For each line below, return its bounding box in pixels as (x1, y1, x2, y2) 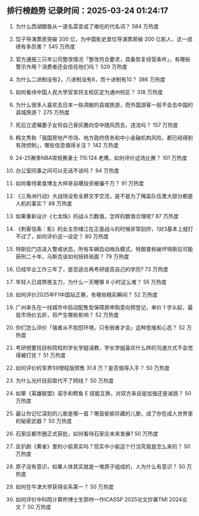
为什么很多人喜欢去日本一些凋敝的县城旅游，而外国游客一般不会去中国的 (15, 101, 193, 108)
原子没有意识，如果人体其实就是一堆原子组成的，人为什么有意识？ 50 (15, 463, 185, 470)
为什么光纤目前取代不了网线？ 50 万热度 (15, 377, 114, 384)
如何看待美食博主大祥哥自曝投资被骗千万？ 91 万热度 (15, 179, 145, 187)
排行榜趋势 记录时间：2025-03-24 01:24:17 (7, 5, 169, 16)
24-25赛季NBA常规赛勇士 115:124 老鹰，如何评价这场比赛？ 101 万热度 (15, 154, 188, 161)
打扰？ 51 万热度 (26, 352, 66, 359)
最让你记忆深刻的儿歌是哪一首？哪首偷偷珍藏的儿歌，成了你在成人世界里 (15, 410, 193, 417)
